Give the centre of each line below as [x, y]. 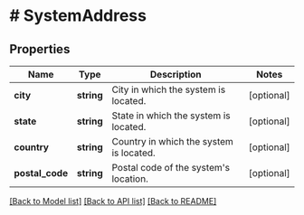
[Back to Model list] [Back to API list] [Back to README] [113, 201]
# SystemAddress [78, 16]
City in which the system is [169, 89]
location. [130, 179]
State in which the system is [171, 116]
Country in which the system [172, 141]
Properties [40, 49]
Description [176, 75]
